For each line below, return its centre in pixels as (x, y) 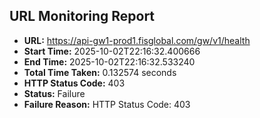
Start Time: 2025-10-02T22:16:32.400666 (112, 51)
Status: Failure (54, 93)
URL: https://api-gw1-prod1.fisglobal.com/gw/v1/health (137, 40)
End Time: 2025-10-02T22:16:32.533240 (109, 61)
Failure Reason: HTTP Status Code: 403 (107, 104)
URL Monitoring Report (82, 16)
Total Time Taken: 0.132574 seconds (100, 72)
